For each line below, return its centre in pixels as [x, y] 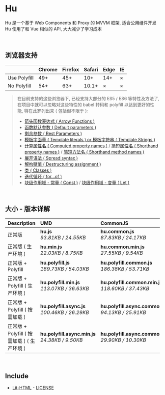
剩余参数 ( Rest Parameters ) [53, 133]
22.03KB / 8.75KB [61, 253]
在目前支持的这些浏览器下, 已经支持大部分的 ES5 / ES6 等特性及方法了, [88, 98]
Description [22, 223]
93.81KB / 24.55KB [63, 237]
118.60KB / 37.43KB [125, 289]
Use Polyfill [21, 78]
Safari [91, 69]
